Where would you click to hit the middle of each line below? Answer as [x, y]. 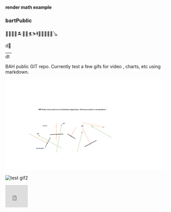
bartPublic [19, 20]
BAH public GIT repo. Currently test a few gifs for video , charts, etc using [83, 66]
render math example [29, 7]
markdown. [17, 72]
